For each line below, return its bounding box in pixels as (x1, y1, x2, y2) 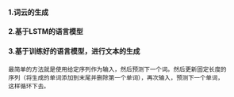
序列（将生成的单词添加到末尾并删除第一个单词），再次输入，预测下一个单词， (8, 74, 224, 82)
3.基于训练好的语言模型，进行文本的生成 (8, 46, 140, 55)
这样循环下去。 (8, 83, 50, 91)
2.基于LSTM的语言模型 (8, 27, 83, 36)
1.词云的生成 (8, 7, 49, 17)
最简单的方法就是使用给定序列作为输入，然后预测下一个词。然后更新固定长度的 (8, 65, 227, 74)
